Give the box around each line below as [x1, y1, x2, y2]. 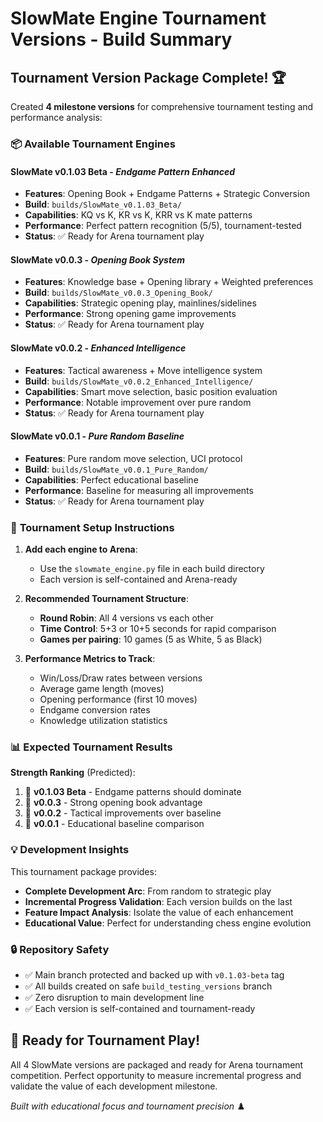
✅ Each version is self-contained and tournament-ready [24, 1002, 256, 1014]
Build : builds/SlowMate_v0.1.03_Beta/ [24, 198, 182, 211]
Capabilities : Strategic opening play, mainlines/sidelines [24, 297, 257, 309]
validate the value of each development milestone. [10, 1080, 218, 1092]
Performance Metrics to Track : [24, 653, 156, 665]
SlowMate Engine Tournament [10, 7, 267, 30]
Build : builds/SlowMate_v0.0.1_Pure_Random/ [24, 463, 209, 475]
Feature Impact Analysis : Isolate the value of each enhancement [24, 906, 294, 918]
